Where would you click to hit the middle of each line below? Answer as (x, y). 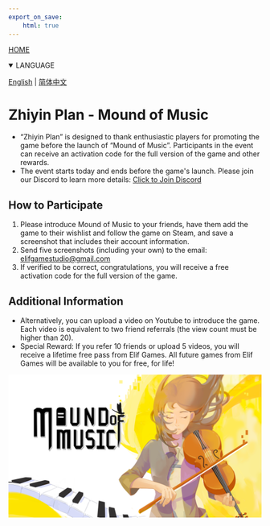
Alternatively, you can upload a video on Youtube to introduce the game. (139, 321)
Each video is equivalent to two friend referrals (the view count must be (138, 329)
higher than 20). (47, 338)
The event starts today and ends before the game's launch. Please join (137, 171)
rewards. (35, 163)
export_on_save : (35, 17)
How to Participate (55, 205)
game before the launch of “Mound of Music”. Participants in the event (137, 146)
